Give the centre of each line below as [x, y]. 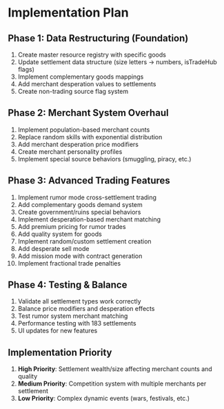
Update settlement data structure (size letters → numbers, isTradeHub [118, 62]
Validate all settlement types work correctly [79, 301]
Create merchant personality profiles [70, 151]
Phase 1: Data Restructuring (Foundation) [98, 38]
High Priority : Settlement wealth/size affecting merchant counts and [115, 369]
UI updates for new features [58, 331]
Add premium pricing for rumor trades [72, 226]
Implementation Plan [69, 13]
